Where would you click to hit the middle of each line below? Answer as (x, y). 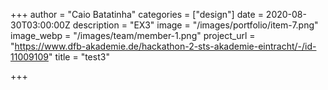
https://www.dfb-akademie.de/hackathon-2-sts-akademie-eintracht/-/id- (165, 46)
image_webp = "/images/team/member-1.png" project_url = (133, 35)
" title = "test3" (79, 57)
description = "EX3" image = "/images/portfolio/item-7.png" (195, 25)
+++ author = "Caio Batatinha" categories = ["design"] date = (137, 14)
